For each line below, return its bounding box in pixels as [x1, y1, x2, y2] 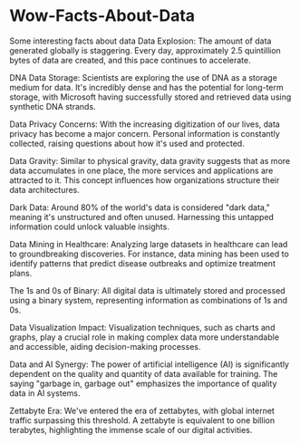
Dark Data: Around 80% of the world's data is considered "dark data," [9, 201, 270, 213]
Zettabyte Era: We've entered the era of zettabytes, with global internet [9, 405, 275, 416]
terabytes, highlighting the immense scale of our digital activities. [9, 424, 253, 435]
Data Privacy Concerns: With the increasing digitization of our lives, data [9, 119, 281, 130]
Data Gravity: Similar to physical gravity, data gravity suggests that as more [9, 155, 291, 166]
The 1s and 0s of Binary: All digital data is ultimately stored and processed [9, 285, 285, 295]
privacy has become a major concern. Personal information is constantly [9, 128, 281, 139]
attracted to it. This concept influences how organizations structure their [9, 174, 280, 186]
